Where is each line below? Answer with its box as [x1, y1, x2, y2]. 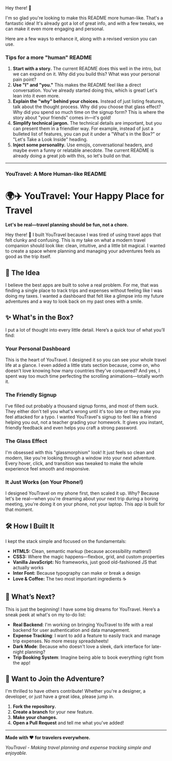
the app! [12, 659, 31, 666]
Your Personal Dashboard [5, 345, 71, 352]
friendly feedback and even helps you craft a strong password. [5, 425, 138, 431]
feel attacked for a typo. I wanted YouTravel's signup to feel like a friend [5, 414, 157, 420]
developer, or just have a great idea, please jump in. [5, 693, 114, 700]
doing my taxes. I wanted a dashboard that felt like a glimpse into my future [5, 292, 164, 299]
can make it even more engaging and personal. [5, 26, 104, 32]
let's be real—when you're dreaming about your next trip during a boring [5, 495, 159, 501]
